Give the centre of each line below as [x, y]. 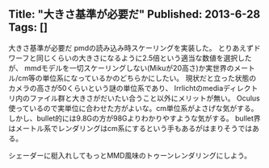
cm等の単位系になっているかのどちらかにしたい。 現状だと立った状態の [137, 78]
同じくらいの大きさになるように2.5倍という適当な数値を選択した [144, 58]
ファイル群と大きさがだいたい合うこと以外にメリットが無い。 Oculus [145, 98]
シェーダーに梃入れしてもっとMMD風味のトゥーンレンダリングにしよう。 [130, 155]
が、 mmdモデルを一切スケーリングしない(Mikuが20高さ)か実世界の [121, 68]
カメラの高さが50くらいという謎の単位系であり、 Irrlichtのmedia [116, 88]
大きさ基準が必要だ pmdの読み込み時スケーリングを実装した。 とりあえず [131, 47]
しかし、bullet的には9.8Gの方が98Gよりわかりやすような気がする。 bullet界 [134, 118]
